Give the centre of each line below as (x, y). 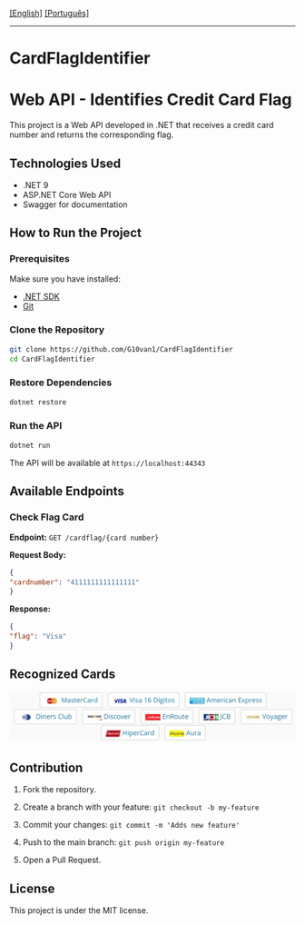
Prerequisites (39, 259)
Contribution (46, 767)
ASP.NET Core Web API (67, 194)
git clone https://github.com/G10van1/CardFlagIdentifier (121, 349)
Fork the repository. (59, 790)
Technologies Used (65, 163)
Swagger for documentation (75, 204)
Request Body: (38, 554)
